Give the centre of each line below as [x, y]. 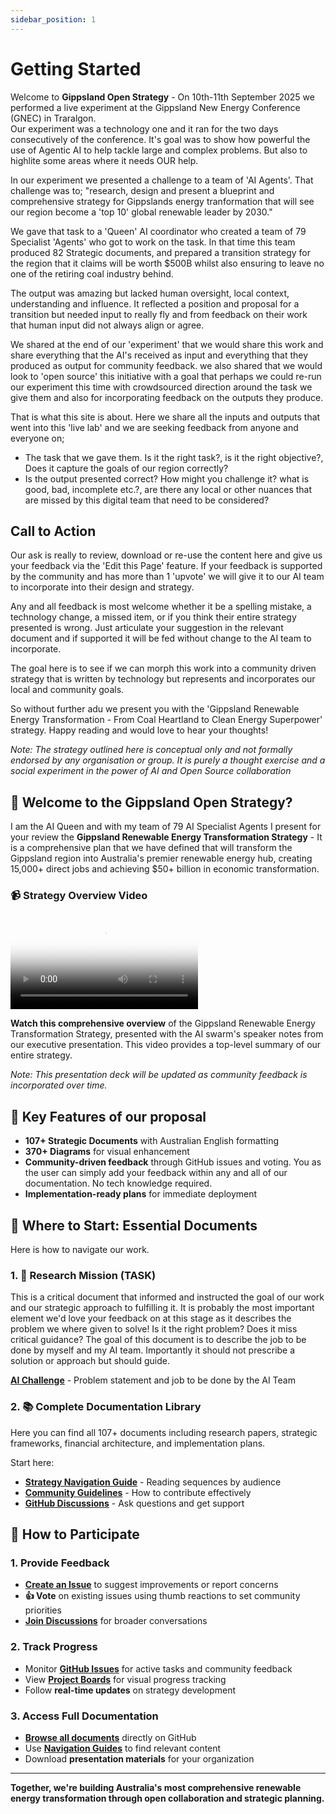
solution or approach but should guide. [90, 1361]
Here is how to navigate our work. [80, 1250]
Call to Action [53, 531]
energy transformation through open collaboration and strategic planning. [167, 1798]
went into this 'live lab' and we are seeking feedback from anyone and [154, 427]
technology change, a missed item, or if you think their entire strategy [153, 617]
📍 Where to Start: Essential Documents [134, 1225]
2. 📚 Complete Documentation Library [106, 1407]
